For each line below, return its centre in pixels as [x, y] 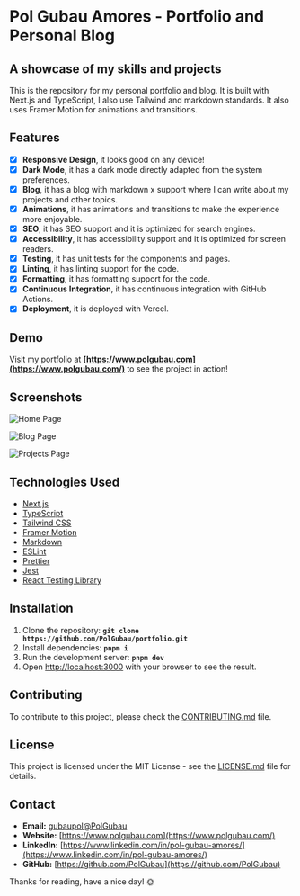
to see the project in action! [177, 369]
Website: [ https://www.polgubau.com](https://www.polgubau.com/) [149, 836]
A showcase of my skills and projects [115, 69]
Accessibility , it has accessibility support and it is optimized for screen [154, 239]
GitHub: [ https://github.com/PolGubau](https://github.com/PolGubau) [151, 865]
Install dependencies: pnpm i [75, 647]
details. [23, 776]
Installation [41, 609]
